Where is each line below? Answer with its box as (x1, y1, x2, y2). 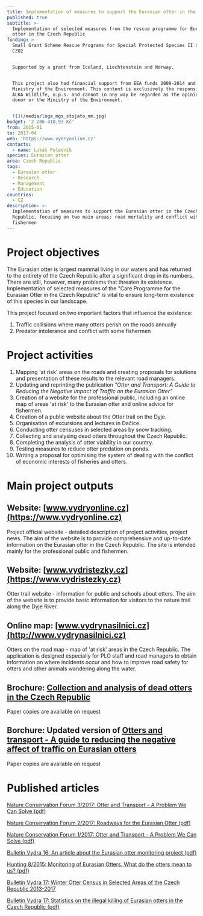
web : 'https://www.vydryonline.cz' (7, 136, 96, 142)
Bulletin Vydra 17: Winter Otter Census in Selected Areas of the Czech (7, 879, 180, 886)
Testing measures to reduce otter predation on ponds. (15, 445, 150, 452)
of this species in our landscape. (7, 298, 88, 305)
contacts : (7, 141, 32, 148)
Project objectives (7, 245, 100, 259)
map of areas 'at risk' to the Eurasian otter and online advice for (15, 400, 174, 407)
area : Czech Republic (7, 158, 61, 164)
